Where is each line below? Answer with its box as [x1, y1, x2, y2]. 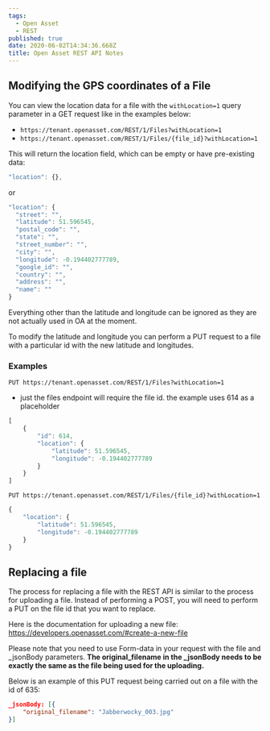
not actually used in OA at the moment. [8, 316, 137, 326]
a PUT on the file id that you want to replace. [8, 604, 157, 613]
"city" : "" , [15, 247, 56, 256]
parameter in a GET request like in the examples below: [8, 109, 191, 118]
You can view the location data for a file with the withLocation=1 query [8, 100, 242, 110]
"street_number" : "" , [15, 241, 88, 249]
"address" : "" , [15, 278, 67, 286]
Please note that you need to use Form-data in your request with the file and [8, 644, 261, 654]
